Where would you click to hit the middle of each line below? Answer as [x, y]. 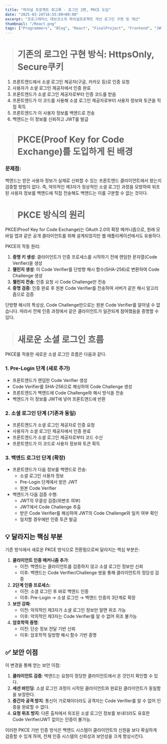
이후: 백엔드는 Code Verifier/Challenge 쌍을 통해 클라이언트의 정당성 [87, 573]
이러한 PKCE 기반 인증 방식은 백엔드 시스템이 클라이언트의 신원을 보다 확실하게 [81, 730]
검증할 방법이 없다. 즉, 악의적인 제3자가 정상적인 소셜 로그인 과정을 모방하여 [78, 186]
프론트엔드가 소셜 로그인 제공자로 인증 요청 [54, 425]
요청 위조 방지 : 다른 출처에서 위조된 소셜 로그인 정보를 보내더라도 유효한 [81, 713]
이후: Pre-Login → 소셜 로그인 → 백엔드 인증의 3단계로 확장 [78, 598]
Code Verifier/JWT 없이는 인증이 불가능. [52, 719]
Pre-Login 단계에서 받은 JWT [49, 482]
